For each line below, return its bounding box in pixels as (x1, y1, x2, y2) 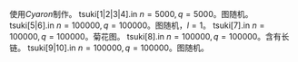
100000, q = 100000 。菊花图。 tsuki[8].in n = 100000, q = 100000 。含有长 (9, 31, 290, 41)
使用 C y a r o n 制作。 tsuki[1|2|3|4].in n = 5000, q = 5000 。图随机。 (9, 9, 253, 19)
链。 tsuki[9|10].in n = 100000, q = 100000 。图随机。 (9, 42, 209, 53)
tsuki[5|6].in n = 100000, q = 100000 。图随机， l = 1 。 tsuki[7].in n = (9, 20, 265, 31)
